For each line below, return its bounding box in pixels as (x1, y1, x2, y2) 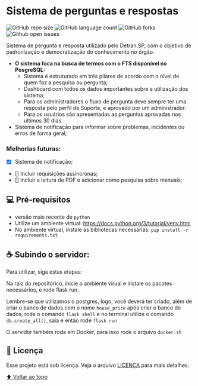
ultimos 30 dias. (23, 117, 64, 124)
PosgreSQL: (14, 66, 46, 73)
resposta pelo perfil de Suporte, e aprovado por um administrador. (23, 104, 186, 111)
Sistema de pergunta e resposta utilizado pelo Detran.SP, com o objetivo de (6, 42, 191, 49)
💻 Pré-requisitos (6, 194, 71, 204)
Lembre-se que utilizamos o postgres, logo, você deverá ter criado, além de (6, 298, 192, 305)
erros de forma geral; (14, 130, 67, 137)
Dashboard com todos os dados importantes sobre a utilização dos (23, 85, 188, 92)
